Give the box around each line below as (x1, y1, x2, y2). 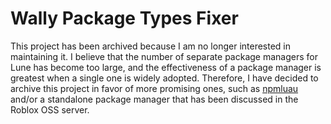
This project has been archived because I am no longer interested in (10, 40, 292, 52)
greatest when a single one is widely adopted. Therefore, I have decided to (10, 72, 319, 84)
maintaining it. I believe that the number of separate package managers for (10, 50, 318, 62)
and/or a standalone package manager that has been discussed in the (10, 93, 299, 105)
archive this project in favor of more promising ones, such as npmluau (10, 82, 299, 94)
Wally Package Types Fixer (10, 7, 239, 30)
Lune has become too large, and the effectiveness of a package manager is (10, 61, 322, 73)
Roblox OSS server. (10, 103, 90, 116)
